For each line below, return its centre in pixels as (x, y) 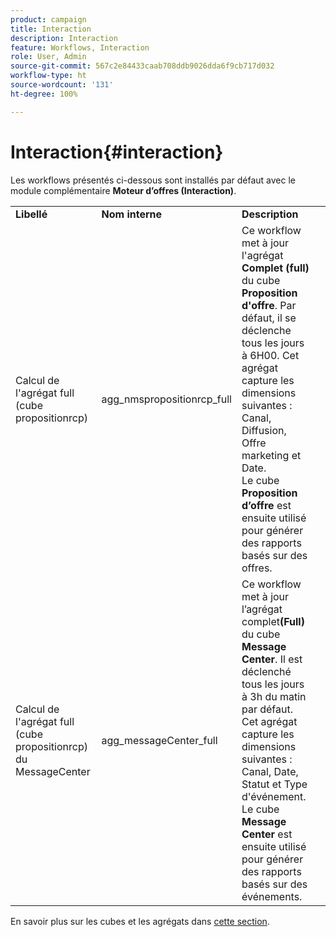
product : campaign (48, 19)
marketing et (271, 455)
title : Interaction (51, 29)
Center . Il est (272, 659)
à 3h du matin (274, 696)
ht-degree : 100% (44, 94)
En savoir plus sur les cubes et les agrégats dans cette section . (140, 921)
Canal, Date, (270, 771)
